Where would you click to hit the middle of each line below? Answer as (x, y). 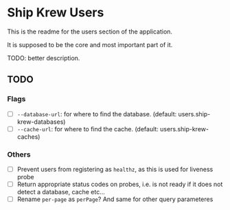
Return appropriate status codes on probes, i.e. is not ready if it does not (120, 184)
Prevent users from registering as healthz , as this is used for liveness (115, 170)
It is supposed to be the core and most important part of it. (90, 44)
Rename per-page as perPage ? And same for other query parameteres (115, 199)
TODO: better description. (44, 58)
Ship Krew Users (56, 13)
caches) (28, 136)
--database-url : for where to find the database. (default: (97, 114)
